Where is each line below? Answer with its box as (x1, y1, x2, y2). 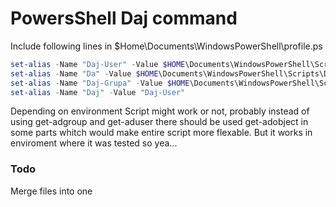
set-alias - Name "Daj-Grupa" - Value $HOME (10, 78, 190, 88)
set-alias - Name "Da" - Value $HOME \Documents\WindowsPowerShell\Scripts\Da (10, 68, 333, 79)
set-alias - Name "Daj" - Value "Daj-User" (10, 87, 186, 97)
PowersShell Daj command (10, 7, 238, 30)
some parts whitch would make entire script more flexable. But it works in (10, 127, 313, 139)
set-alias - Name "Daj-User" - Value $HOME (10, 59, 186, 69)
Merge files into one (10, 185, 93, 197)
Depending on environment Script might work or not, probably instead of (10, 105, 310, 117)
